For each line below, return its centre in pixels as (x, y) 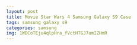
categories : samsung (32, 28)
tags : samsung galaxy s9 (37, 22)
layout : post (22, 11)
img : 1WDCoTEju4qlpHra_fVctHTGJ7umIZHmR (57, 33)
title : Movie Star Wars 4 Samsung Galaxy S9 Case (69, 17)
